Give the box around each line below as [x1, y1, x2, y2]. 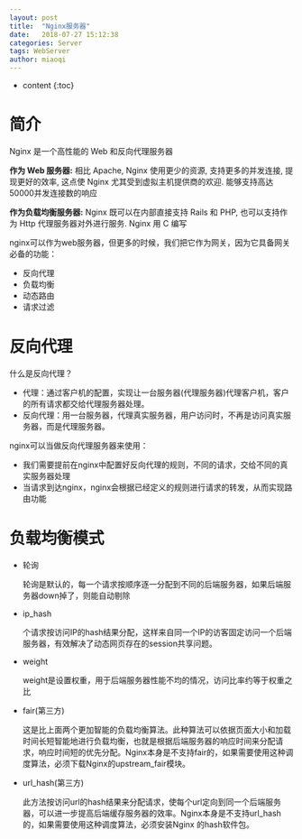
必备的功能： [9, 248, 57, 259]
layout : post [9, 13, 59, 23]
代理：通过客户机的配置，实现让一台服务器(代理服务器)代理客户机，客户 [22, 387, 290, 398]
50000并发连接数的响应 [9, 187, 97, 198]
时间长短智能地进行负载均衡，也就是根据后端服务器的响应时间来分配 [22, 735, 276, 746]
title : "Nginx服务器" [9, 22, 91, 31]
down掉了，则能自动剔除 [38, 590, 131, 601]
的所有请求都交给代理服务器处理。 [22, 398, 150, 409]
